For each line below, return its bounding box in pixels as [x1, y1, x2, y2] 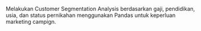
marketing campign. [6, 18, 56, 25]
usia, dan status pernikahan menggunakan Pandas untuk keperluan [6, 12, 176, 19]
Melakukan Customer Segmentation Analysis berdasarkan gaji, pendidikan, [6, 5, 195, 12]
